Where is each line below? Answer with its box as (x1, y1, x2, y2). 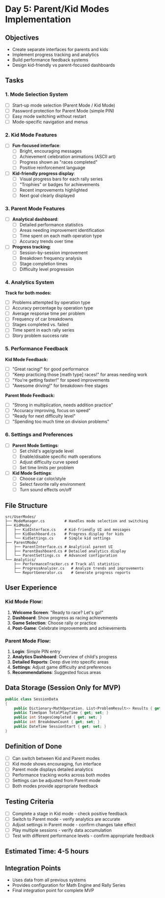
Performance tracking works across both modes (12, 772, 110, 778)
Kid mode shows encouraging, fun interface (12, 760, 102, 767)
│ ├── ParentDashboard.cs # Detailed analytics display (5, 549, 126, 554)
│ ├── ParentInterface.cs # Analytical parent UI (5, 544, 113, 549)
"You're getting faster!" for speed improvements (12, 377, 110, 383)
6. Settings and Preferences (5, 431, 73, 438)
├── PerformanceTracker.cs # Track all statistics (14, 561, 120, 566)
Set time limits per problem (19, 464, 75, 470)
